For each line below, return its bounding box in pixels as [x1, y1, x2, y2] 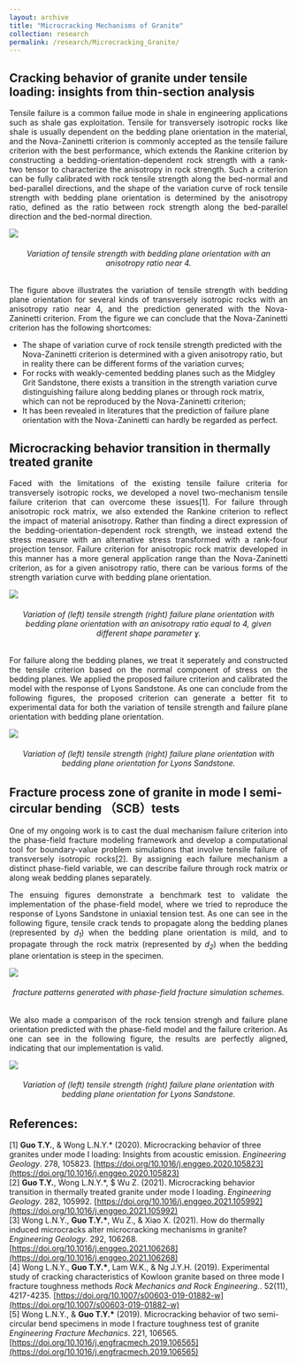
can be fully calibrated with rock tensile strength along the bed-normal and [9, 174, 288, 184]
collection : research [9, 29, 89, 38]
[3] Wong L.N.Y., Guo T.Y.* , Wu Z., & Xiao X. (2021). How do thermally [9, 1215, 265, 1226]
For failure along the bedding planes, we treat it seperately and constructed [9, 655, 288, 666]
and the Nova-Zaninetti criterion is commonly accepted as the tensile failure [9, 136, 288, 147]
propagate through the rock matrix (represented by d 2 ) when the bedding [9, 938, 288, 952]
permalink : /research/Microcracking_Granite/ [9, 37, 179, 47]
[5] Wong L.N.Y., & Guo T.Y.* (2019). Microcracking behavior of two [9, 1309, 256, 1320]
